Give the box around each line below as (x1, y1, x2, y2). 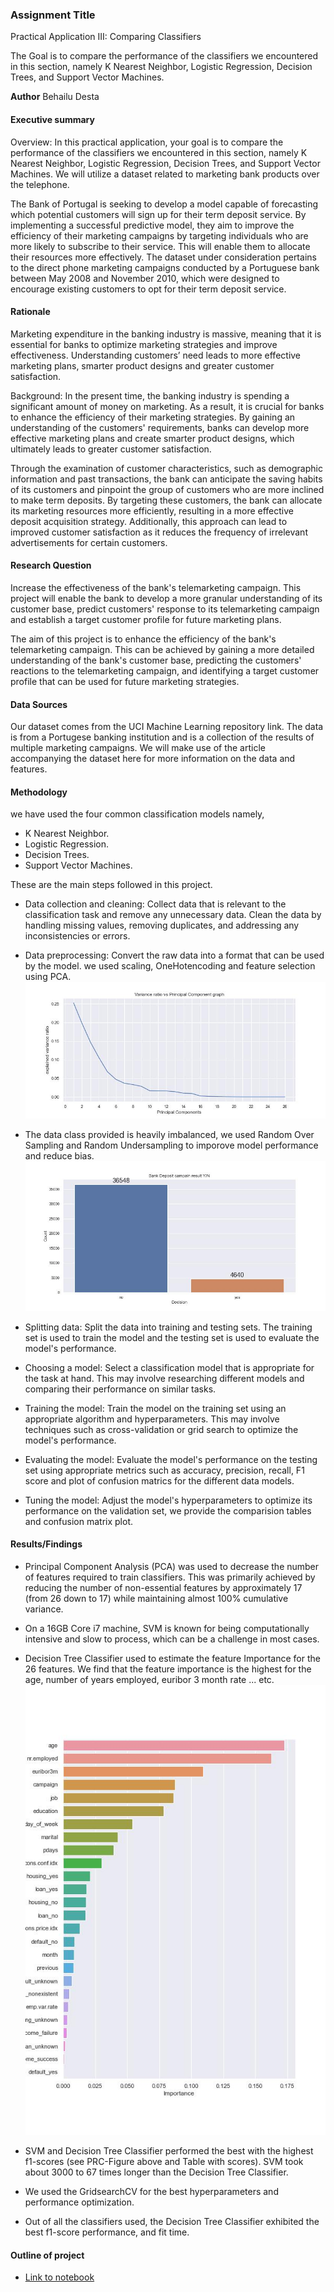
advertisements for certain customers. (10, 536, 168, 548)
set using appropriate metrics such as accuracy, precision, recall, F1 (24, 1464, 305, 1476)
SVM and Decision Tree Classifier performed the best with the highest (24, 2145, 314, 2157)
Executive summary (10, 113, 95, 125)
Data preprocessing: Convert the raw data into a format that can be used (24, 949, 325, 962)
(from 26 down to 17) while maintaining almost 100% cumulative (24, 1592, 289, 1604)
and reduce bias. (24, 1149, 95, 1162)
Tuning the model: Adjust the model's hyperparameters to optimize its (24, 1494, 313, 1506)
